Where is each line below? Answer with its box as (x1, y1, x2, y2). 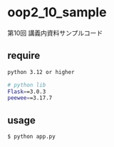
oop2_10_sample (7, 4, 107, 21)
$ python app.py (7, 133, 56, 141)
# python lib (7, 81, 46, 89)
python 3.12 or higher (7, 68, 75, 75)
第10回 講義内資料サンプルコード (7, 28, 103, 37)
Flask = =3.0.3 (7, 88, 46, 95)
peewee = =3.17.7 (7, 94, 53, 102)
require (7, 50, 41, 62)
